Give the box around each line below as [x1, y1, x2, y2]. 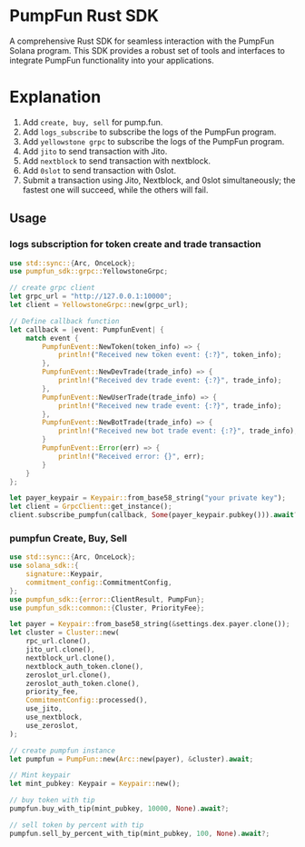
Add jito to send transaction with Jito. [22, 145, 168, 156]
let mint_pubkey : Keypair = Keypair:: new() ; [9, 779, 181, 789]
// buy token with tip [9, 796, 95, 805]
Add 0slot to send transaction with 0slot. [22, 164, 177, 175]
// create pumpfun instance [9, 746, 116, 755]
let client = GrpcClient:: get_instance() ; [9, 502, 172, 512]
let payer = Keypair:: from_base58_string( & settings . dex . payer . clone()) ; [9, 620, 290, 629]
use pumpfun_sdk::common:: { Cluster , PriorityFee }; [9, 603, 205, 613]
